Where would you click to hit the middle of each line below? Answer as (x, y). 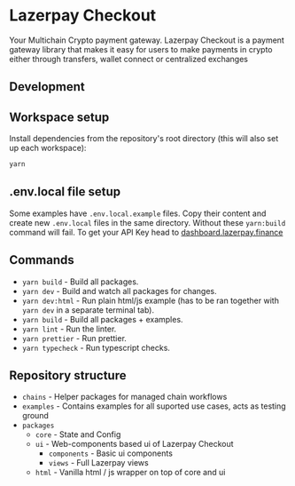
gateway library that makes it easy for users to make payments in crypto (141, 49)
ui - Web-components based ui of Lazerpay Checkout (134, 444)
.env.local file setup (65, 192)
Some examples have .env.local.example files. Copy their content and (138, 213)
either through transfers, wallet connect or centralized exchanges (128, 59)
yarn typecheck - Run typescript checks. (96, 347)
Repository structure (68, 375)
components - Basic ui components (110, 453)
